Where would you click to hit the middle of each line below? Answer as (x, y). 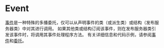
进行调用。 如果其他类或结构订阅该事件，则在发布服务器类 (93, 28)
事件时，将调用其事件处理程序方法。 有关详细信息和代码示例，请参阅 (82, 34)
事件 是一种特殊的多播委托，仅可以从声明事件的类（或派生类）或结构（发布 (80, 22)
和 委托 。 (18, 40)
